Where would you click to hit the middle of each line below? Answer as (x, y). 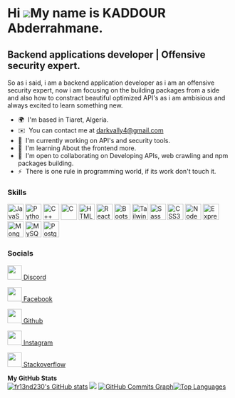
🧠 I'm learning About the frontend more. (77, 148)
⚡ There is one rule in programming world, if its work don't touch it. (117, 171)
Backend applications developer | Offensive (106, 54)
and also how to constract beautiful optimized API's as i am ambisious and (116, 98)
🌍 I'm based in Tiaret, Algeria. (63, 120)
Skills (17, 192)
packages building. (46, 163)
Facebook (38, 299)
